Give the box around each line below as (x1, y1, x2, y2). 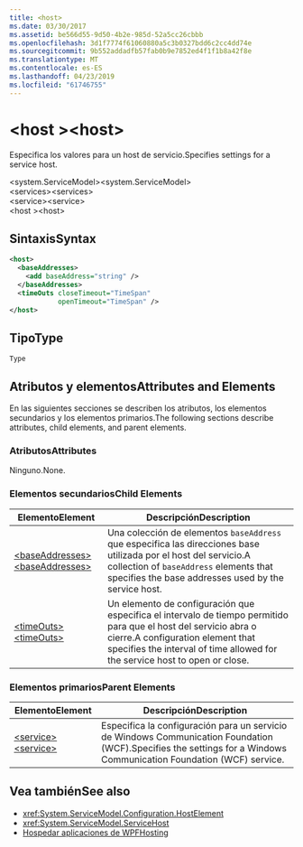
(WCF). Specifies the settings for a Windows (100, 742, 287, 755)
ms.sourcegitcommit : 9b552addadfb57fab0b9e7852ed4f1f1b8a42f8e (9, 47, 252, 56)
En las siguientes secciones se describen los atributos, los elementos (9, 403, 268, 414)
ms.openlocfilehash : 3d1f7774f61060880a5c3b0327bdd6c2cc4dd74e (9, 38, 252, 48)
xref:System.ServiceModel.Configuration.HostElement (22, 807, 224, 818)
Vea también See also (9, 784, 131, 799)
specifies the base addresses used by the (106, 571, 284, 583)
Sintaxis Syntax (9, 231, 96, 247)
